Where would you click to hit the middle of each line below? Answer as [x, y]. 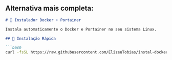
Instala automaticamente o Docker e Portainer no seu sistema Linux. [81, 29]
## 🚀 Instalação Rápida [31, 38]
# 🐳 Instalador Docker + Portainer [43, 20]
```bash [14, 48]
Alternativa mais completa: [49, 8]
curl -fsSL [17, 52]
